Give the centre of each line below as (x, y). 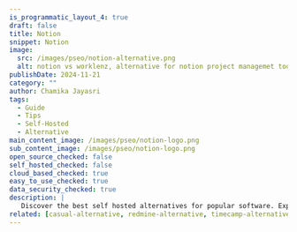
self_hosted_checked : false (61, 165)
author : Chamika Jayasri (55, 91)
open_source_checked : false (61, 157)
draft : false (33, 26)
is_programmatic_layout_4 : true (69, 17)
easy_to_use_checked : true (59, 182)
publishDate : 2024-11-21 (55, 75)
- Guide (31, 108)
